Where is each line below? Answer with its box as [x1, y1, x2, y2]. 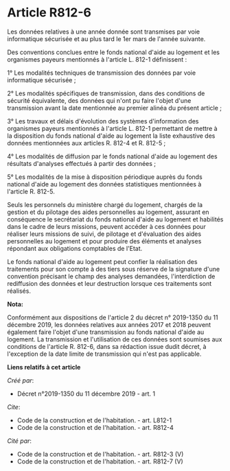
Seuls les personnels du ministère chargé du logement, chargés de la [7, 200, 203, 208]
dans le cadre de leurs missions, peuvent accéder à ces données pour [7, 222, 206, 230]
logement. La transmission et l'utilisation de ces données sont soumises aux [7, 335, 222, 343]
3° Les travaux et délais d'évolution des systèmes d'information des [7, 117, 199, 125]
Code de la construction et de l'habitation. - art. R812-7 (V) [16, 457, 183, 466]
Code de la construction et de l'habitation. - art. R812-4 [16, 423, 174, 431]
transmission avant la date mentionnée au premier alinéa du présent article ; [7, 104, 222, 112]
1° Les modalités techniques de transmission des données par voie [7, 69, 196, 77]
